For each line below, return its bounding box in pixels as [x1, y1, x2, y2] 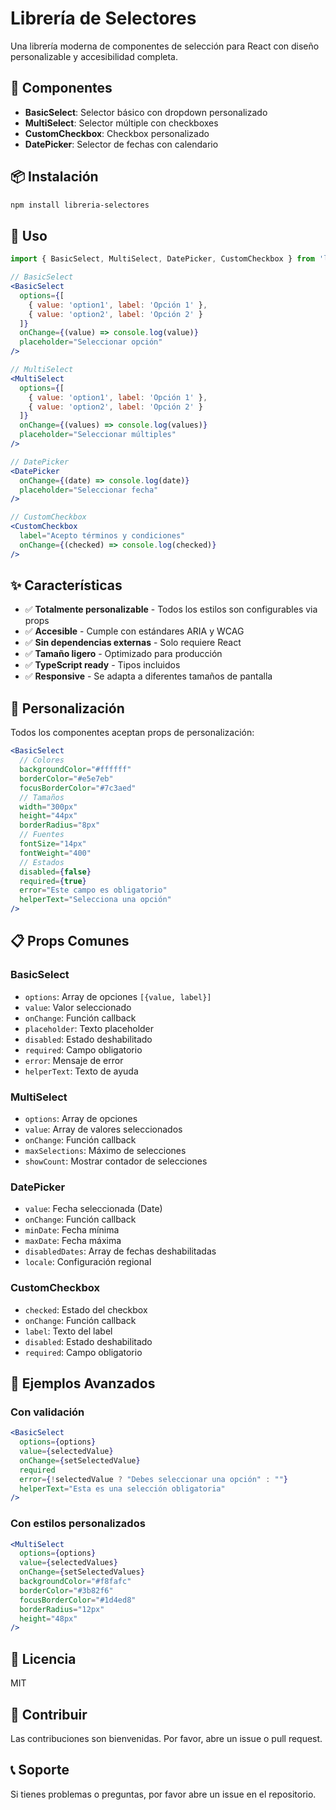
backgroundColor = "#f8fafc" [19, 1577, 132, 1587]
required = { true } [19, 876, 87, 886]
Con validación [10, 1405, 85, 1419]
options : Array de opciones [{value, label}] [24, 990, 212, 1002]
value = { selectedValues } [19, 1558, 118, 1568]
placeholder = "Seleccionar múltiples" [19, 430, 177, 440]
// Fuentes [19, 830, 65, 840]
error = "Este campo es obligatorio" [19, 885, 168, 896]
